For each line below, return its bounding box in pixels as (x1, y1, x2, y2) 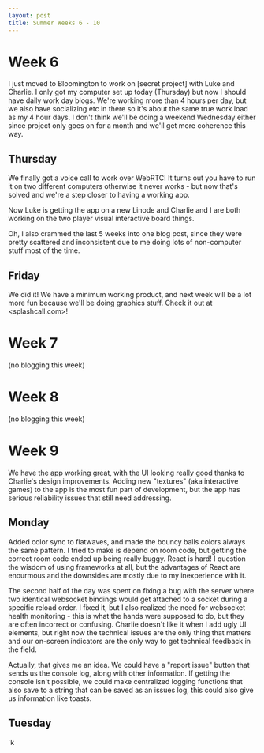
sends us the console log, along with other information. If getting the (8, 668, 231, 678)
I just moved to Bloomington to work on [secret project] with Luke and (8, 79, 235, 88)
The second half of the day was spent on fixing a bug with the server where (8, 585, 255, 595)
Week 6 (8, 53, 59, 71)
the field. (8, 645, 37, 654)
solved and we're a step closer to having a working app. (8, 190, 191, 200)
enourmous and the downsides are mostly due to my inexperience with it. (8, 570, 247, 580)
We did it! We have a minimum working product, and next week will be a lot (8, 290, 252, 299)
